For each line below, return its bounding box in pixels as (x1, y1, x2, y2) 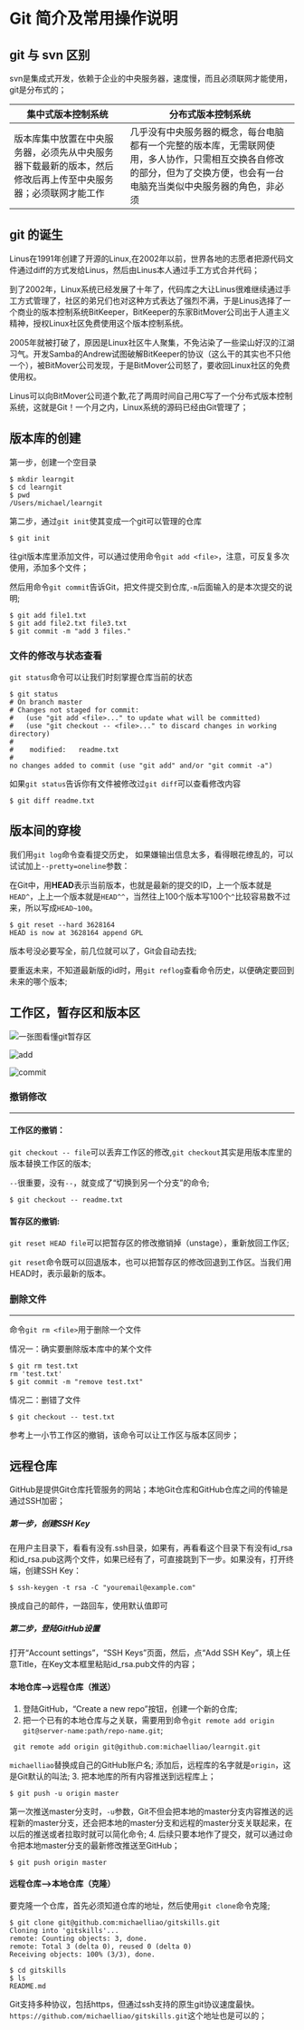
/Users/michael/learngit (9, 498, 103, 508)
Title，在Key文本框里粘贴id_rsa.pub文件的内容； (16, 1659, 197, 1670)
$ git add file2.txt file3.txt (9, 619, 128, 628)
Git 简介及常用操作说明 (9, 8, 178, 29)
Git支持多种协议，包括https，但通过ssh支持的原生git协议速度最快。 (9, 1998, 260, 2009)
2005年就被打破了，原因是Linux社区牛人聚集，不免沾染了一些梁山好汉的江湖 (9, 337, 296, 347)
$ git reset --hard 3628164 (9, 920, 116, 930)
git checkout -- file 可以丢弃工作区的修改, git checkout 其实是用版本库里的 (9, 1147, 292, 1157)
